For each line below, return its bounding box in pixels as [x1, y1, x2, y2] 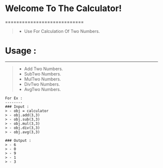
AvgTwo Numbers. [24, 86, 61, 92]
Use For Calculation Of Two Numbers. [24, 28, 100, 34]
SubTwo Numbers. [24, 71, 62, 76]
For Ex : [5, 95, 23, 101]
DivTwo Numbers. [24, 81, 60, 87]
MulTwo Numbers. [24, 76, 62, 82]
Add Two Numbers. [24, 66, 63, 72]
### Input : [5, 104, 29, 109]
